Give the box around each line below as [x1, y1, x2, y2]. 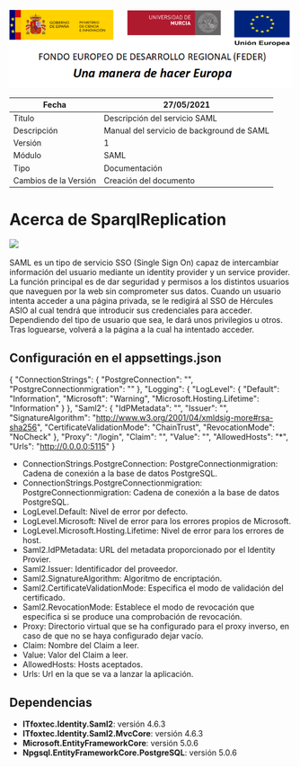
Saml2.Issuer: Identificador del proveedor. [22, 564, 178, 575]
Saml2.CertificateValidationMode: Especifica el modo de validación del [22, 583, 285, 593]
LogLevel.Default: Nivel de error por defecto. [22, 506, 189, 517]
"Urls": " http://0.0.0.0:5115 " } [9, 441, 116, 452]
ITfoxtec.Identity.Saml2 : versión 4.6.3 [22, 718, 166, 729]
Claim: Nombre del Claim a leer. [22, 640, 139, 651]
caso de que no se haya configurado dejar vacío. [22, 630, 204, 641]
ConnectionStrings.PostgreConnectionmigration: [22, 477, 203, 488]
